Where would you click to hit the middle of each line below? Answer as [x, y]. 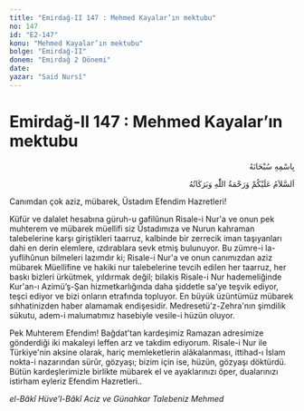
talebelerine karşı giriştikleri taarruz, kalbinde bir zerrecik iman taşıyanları [146, 238]
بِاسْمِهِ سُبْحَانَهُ [271, 166]
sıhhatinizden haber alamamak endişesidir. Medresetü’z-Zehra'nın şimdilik [148, 306]
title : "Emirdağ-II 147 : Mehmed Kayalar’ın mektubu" [113, 18]
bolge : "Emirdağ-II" [48, 52]
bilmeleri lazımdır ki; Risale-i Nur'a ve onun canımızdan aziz [162, 257]
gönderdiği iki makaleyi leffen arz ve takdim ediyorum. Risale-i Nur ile [138, 342]
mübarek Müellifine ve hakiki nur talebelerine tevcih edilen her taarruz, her [148, 267]
